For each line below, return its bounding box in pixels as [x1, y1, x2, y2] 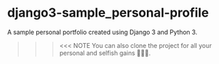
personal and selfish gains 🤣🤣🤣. [59, 49, 151, 57]
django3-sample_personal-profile [7, 5, 209, 21]
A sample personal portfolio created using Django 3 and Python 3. [7, 28, 198, 36]
